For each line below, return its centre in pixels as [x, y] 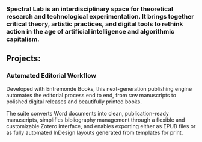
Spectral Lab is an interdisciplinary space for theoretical [90, 9]
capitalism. [23, 39]
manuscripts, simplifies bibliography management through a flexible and [96, 120]
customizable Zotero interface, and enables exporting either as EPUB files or [101, 126]
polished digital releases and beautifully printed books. [74, 102]
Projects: [23, 59]
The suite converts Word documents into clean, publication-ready [88, 113]
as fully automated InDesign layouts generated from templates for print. [95, 132]
